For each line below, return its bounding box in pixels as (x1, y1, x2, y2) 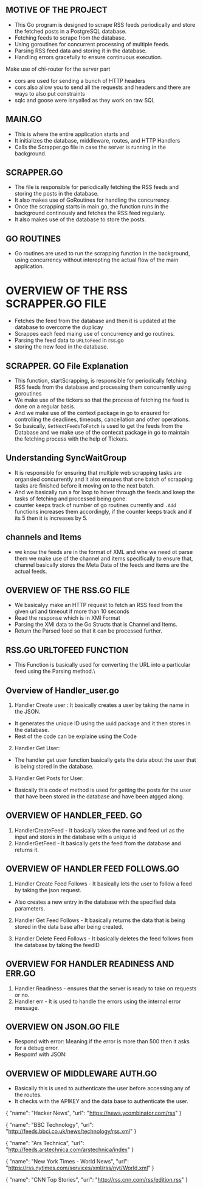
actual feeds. (14, 567, 47, 575)
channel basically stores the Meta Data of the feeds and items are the (14, 561, 189, 569)
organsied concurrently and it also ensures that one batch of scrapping (14, 475, 193, 483)
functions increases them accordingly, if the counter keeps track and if (14, 508, 192, 515)
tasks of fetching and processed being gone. (14, 495, 127, 502)
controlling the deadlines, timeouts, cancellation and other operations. (14, 416, 190, 423)
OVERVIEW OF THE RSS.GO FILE (5, 585, 130, 596)
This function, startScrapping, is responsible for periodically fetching (14, 377, 187, 384)
